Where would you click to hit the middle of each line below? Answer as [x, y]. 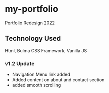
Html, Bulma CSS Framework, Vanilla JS [46, 50]
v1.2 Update [20, 63]
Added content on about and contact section [58, 80]
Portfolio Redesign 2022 [30, 23]
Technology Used [33, 39]
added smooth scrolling [37, 85]
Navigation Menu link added [41, 75]
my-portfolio [32, 9]
